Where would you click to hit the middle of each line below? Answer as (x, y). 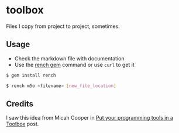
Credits (20, 104)
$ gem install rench (31, 75)
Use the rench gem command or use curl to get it (74, 64)
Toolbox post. (23, 124)
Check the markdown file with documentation (69, 58)
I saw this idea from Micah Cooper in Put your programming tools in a (90, 118)
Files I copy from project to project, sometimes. (63, 26)
